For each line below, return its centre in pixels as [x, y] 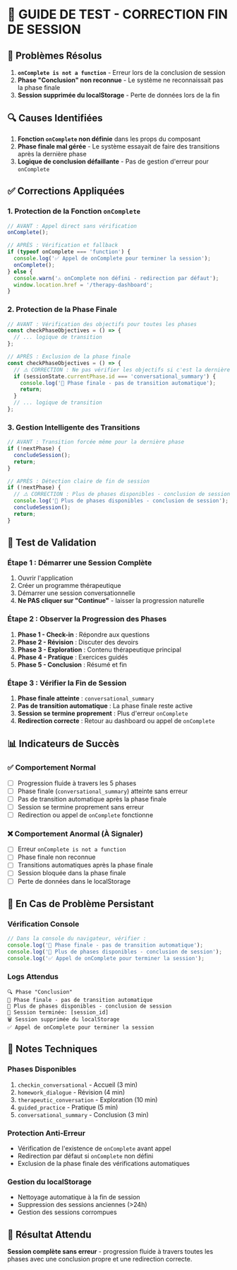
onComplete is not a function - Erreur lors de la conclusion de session [121, 73]
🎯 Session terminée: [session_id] [58, 1012]
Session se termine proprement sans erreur [81, 807]
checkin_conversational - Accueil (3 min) [78, 1085]
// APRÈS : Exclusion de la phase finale [69, 357]
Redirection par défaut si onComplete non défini [85, 1156]
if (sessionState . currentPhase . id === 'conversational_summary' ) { [115, 376]
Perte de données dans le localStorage [74, 881]
